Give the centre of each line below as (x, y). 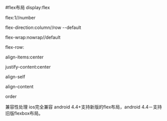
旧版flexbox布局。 (24, 113)
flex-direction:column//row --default (43, 27)
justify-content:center (28, 67)
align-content (20, 86)
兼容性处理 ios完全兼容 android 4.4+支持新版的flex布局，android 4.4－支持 (83, 107)
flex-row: (15, 47)
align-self (15, 77)
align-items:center (24, 57)
